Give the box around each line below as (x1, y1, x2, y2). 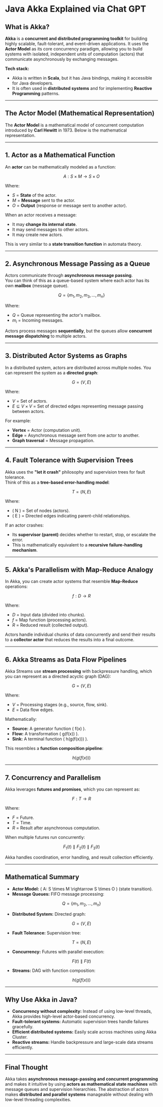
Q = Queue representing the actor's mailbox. (12, 312, 101, 318)
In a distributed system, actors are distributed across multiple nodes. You (5, 364, 151, 370)
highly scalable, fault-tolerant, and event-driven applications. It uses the (5, 41, 149, 47)
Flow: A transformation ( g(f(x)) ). (12, 731, 79, 737)
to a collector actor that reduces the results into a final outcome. (5, 637, 134, 643)
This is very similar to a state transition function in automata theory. (5, 241, 142, 247)
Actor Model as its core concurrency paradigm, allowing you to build (5, 46, 143, 51)
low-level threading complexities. (5, 1097, 71, 1103)
